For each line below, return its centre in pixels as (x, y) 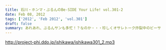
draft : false (19, 24)
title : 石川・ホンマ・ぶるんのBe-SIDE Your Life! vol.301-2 (64, 10)
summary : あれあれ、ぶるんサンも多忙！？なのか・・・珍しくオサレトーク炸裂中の (78, 28)
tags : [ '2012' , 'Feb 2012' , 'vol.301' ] (46, 19)
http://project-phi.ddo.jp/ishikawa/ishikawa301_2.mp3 (60, 42)
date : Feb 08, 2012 (25, 14)
